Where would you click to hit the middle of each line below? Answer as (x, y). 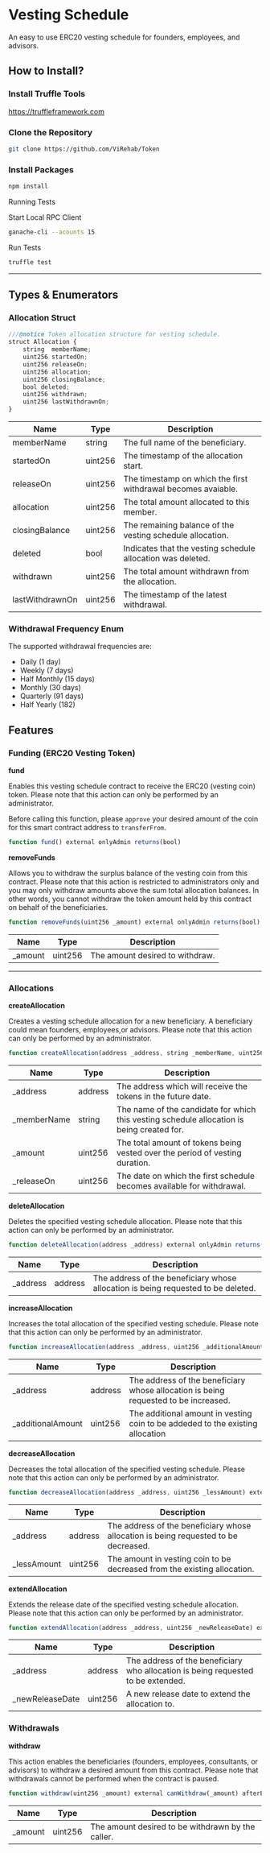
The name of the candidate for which (186, 1109)
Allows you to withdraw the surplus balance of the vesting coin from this (128, 873)
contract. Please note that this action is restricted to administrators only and (134, 881)
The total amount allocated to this (186, 503)
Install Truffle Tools (47, 94)
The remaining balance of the (179, 525)
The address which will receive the (182, 1086)
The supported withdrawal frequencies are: (80, 647)
